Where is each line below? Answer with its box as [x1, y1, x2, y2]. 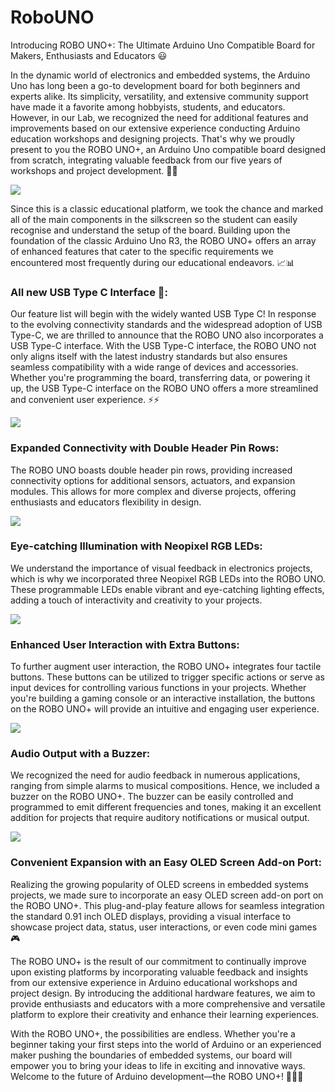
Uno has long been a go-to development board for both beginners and [10, 79, 301, 91]
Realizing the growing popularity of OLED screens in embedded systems [10, 878, 309, 890]
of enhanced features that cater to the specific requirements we [10, 245, 274, 257]
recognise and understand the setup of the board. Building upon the [10, 224, 291, 236]
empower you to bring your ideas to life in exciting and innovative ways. [10, 1059, 306, 1071]
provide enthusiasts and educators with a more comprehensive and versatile [10, 997, 326, 1010]
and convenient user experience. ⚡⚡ [10, 394, 160, 406]
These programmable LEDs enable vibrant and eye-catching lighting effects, [10, 583, 325, 595]
